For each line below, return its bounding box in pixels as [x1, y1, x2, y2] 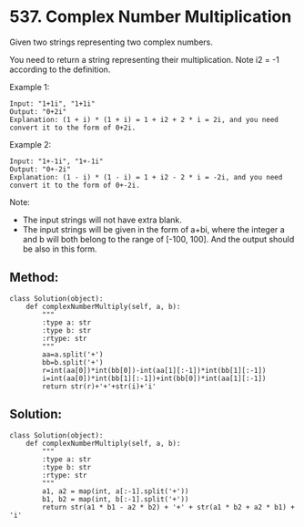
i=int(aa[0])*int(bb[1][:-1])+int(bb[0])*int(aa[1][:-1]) [42, 374, 267, 383]
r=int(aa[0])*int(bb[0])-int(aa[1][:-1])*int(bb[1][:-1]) [42, 366, 267, 375]
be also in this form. [22, 243, 97, 254]
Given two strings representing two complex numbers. [9, 36, 214, 47]
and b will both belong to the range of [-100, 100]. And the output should [22, 233, 295, 244]
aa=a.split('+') [42, 349, 104, 359]
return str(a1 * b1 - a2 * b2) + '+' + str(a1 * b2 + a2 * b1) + [42, 502, 296, 511]
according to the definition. [9, 64, 111, 75]
